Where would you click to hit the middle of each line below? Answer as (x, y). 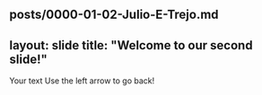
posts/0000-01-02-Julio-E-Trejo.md (114, 15)
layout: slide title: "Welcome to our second (131, 45)
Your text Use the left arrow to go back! (82, 81)
